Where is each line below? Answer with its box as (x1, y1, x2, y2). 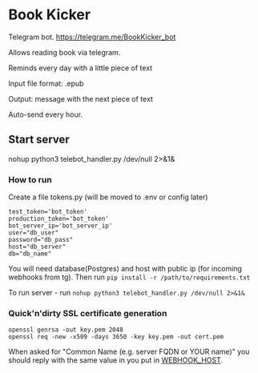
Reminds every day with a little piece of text (8, 62, 153, 73)
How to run (8, 174, 52, 185)
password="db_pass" (8, 236, 74, 244)
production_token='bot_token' (8, 215, 110, 223)
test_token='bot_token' (8, 208, 88, 216)
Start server (8, 133, 70, 146)
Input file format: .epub (8, 78, 84, 88)
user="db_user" (8, 229, 59, 237)
